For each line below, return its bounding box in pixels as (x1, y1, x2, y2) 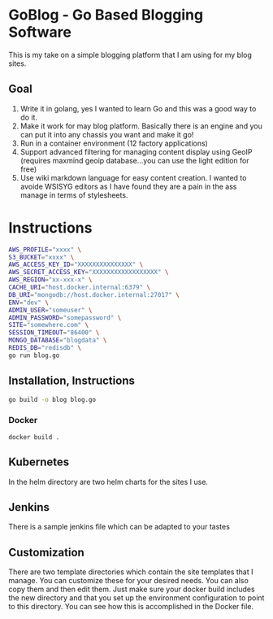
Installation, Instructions (8, 374, 136, 388)
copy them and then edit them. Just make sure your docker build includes (8, 584, 255, 595)
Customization (8, 545, 85, 559)
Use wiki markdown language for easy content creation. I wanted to (19, 172, 247, 182)
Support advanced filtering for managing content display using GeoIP (19, 146, 253, 156)
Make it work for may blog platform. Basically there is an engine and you (19, 120, 262, 131)
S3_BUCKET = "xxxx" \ (8, 253, 75, 261)
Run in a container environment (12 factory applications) (19, 138, 209, 148)
